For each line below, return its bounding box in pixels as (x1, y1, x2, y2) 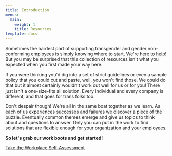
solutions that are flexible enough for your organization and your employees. (5, 125, 167, 131)
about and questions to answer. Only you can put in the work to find (5, 120, 149, 125)
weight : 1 (14, 21, 36, 27)
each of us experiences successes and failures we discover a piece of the (5, 108, 162, 115)
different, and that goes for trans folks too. (5, 93, 95, 99)
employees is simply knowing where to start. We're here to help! (30, 51, 167, 57)
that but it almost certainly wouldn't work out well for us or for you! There (5, 82, 160, 88)
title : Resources (14, 27, 52, 32)
